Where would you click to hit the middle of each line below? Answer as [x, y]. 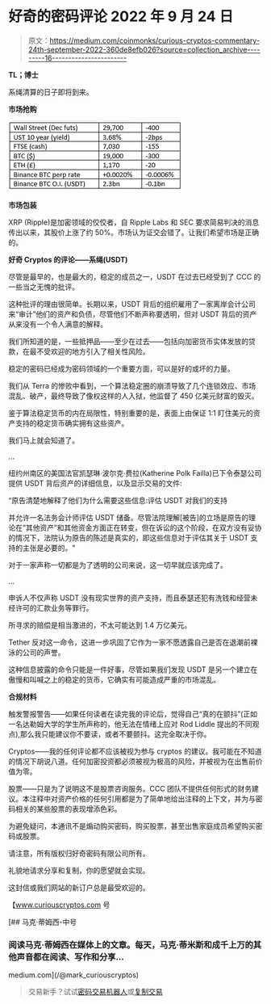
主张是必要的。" [49, 548]
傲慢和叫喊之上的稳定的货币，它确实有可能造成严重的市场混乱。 [114, 679]
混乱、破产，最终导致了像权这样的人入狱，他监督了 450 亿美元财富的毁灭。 [134, 396]
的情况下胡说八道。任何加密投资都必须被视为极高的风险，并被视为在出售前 [132, 761]
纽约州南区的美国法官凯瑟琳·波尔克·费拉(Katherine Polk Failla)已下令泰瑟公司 [135, 473]
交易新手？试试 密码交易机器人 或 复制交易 [95, 992]
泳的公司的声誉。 [37, 652]
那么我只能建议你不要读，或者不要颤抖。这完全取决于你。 [115, 734]
